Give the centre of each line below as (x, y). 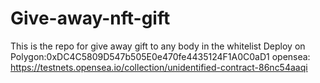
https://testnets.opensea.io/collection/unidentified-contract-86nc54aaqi (159, 67)
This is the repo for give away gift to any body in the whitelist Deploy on (158, 46)
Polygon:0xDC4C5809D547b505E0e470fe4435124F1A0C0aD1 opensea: (160, 56)
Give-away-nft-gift (90, 18)
